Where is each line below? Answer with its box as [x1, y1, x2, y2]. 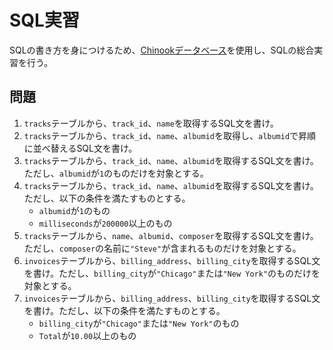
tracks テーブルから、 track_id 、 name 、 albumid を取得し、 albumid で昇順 [23, 129, 317, 141]
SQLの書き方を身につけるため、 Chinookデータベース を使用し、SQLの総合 [9, 44, 315, 56]
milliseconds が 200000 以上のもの [38, 217, 173, 229]
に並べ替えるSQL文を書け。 [23, 142, 138, 154]
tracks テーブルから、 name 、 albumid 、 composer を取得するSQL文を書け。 [23, 229, 319, 241]
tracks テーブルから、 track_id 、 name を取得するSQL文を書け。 [23, 117, 279, 129]
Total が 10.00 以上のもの [38, 329, 137, 341]
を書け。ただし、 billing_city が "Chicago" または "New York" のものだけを [23, 267, 321, 279]
